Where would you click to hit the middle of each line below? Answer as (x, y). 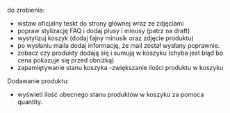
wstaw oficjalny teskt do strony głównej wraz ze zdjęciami (100, 23)
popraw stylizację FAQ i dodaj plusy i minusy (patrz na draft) (104, 31)
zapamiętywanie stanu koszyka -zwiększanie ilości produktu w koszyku (120, 68)
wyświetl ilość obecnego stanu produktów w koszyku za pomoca (110, 94)
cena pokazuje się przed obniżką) (66, 60)
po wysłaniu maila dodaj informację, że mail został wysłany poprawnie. (118, 45)
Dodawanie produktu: (38, 81)
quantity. (30, 102)
